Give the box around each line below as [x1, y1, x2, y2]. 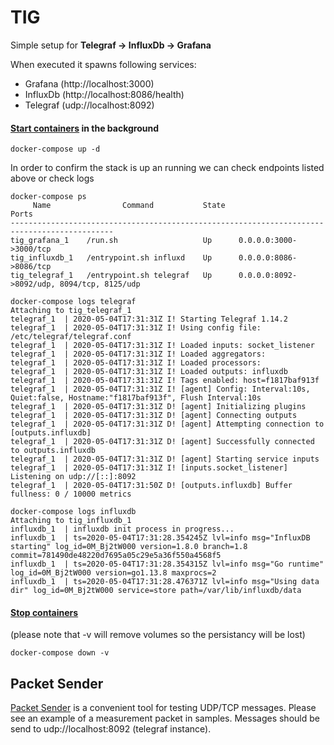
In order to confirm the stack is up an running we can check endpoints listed [10, 162, 325, 174]
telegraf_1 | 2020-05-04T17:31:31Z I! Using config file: [10, 323, 262, 333]
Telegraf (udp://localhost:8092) [24, 99, 155, 111]
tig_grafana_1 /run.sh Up [10, 236, 213, 246]
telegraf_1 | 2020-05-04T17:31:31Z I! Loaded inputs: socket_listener [10, 341, 315, 351]
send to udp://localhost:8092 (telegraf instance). [10, 723, 212, 735]
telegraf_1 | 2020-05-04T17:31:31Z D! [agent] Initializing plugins [10, 402, 307, 412]
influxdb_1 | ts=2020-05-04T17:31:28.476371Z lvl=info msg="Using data [10, 577, 320, 587]
